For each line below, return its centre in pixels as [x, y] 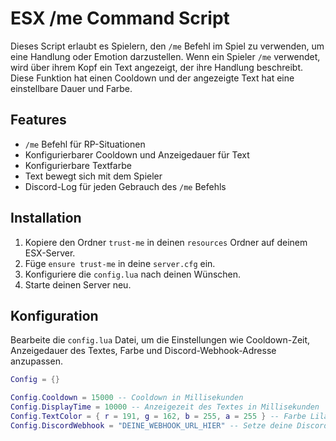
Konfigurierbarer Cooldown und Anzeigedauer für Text [137, 154]
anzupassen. [36, 361]
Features [38, 120]
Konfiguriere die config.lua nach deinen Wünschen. [133, 274]
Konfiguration [54, 315]
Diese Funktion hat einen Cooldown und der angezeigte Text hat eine [152, 78]
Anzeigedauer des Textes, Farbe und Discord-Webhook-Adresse [143, 351]
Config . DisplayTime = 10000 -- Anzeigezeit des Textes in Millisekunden [165, 407]
